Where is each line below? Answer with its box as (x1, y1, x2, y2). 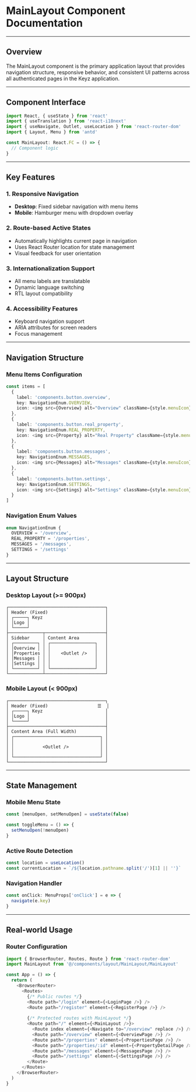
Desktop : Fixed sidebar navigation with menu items (14, 203, 138, 210)
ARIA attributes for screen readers (14, 324, 97, 331)
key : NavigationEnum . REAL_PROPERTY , (16, 427, 106, 433)
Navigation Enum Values (6, 512, 77, 520)
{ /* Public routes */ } (27, 993, 82, 1000)
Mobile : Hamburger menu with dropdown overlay (14, 209, 134, 216)
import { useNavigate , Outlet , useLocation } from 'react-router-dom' (6, 124, 181, 130)
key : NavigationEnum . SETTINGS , (16, 481, 93, 487)
